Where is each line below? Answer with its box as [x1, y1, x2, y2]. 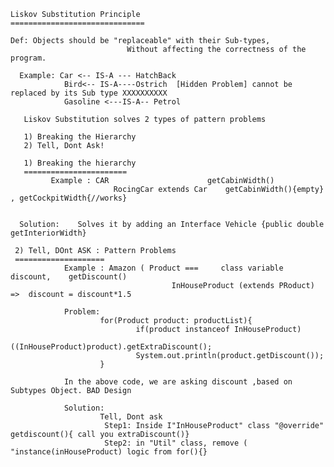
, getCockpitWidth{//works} [10, 193, 128, 203]
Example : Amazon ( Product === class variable [63, 263, 284, 273]
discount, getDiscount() [10, 272, 128, 282]
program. [10, 53, 47, 63]
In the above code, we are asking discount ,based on [63, 377, 293, 387]
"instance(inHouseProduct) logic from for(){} [10, 447, 208, 457]
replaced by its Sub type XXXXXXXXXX [10, 88, 168, 98]
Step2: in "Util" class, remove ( [104, 438, 248, 448]
